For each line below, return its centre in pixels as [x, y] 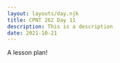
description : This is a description [60, 26]
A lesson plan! [27, 53]
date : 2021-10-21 [32, 33]
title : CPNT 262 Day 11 [42, 20]
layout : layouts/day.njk [43, 13]
